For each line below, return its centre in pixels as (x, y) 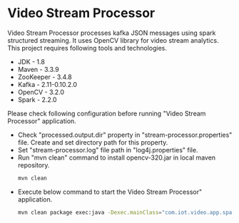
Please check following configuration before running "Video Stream (107, 113)
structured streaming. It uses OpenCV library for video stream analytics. (113, 40)
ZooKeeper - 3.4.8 (45, 77)
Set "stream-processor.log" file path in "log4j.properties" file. (108, 150)
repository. (34, 165)
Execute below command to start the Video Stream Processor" (110, 192)
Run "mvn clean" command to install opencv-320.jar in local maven (117, 157)
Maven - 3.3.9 (38, 69)
